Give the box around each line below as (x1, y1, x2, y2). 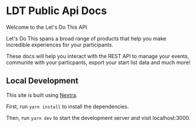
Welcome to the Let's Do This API (6, 24, 87, 31)
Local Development (6, 76, 79, 86)
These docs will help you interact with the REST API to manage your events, (6, 52, 190, 59)
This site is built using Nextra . (6, 91, 78, 98)
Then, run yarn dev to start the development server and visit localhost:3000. (6, 114, 191, 121)
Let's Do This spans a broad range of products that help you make (6, 35, 167, 42)
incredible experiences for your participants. (6, 41, 113, 48)
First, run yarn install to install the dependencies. (6, 103, 129, 110)
